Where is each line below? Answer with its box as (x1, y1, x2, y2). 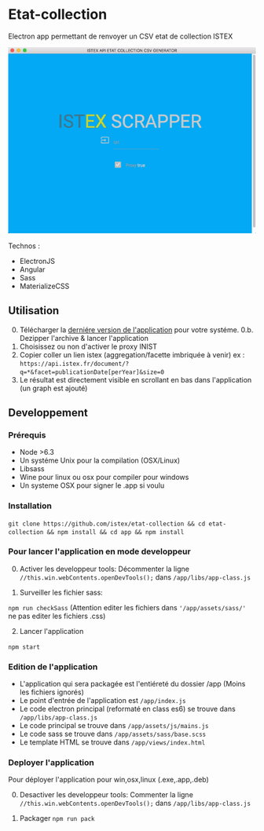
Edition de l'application (8, 661, 98, 672)
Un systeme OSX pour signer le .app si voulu (19, 481, 165, 490)
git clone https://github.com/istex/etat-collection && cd (8, 520, 206, 528)
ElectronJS (19, 256, 56, 265)
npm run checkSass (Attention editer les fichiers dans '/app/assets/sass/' (8, 602, 247, 612)
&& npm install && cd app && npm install (46, 528, 185, 536)
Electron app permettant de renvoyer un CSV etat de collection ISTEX (8, 31, 233, 41)
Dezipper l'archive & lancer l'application (19, 333, 149, 342)
